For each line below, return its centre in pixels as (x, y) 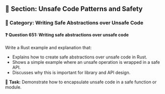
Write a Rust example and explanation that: (48, 47)
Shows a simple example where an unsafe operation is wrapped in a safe (86, 62)
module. (14, 87)
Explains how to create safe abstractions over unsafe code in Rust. (80, 57)
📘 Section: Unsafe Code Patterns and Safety (74, 9)
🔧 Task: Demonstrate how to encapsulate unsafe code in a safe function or (81, 82)
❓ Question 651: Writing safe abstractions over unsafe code (67, 35)
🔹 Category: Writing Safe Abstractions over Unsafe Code (74, 23)
